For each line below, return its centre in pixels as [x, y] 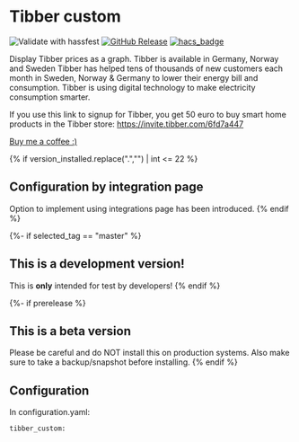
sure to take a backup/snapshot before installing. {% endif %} [123, 362]
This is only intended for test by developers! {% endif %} [115, 286]
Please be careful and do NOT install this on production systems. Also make [149, 353]
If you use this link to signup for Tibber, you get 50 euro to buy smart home [148, 114]
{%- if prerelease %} [48, 303]
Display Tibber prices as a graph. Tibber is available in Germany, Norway [144, 58]
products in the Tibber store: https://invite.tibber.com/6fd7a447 [127, 124]
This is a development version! [97, 264]
